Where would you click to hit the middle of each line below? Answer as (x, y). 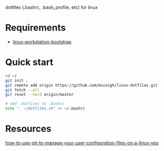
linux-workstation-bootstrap (42, 42)
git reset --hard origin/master (39, 95)
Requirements (36, 28)
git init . (17, 81)
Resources (28, 129)
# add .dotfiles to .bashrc (35, 104)
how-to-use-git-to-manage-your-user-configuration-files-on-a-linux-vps (82, 143)
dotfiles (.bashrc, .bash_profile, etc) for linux (52, 7)
